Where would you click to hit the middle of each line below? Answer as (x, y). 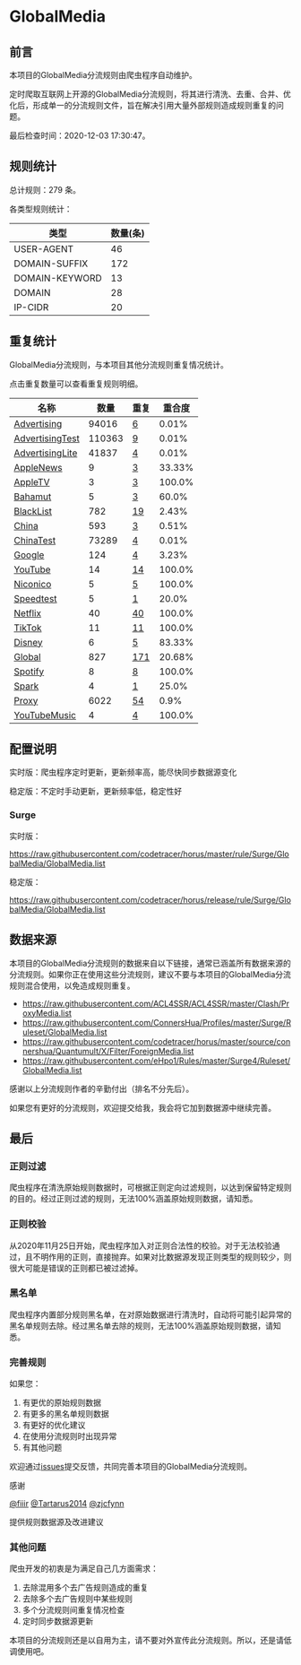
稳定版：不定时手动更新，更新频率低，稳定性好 (95, 792)
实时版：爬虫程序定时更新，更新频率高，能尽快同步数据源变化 (123, 772)
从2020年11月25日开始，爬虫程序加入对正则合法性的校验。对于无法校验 (141, 1245)
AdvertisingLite (46, 453)
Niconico (33, 584)
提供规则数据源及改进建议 (56, 1522)
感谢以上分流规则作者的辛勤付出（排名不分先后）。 (102, 1088)
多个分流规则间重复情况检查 (73, 1610)
